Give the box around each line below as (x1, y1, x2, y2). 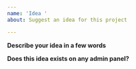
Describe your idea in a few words (7, 41, 106, 49)
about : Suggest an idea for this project (7, 16, 128, 23)
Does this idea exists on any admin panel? (7, 54, 129, 62)
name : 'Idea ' (7, 10, 48, 17)
